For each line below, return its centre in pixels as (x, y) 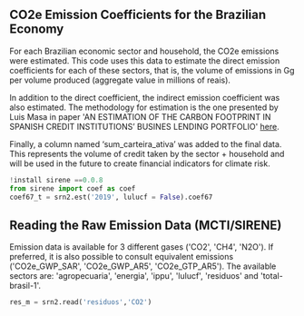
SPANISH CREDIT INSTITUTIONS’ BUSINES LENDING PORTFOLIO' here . (144, 126)
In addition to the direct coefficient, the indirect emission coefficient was (145, 97)
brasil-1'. (25, 286)
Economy (37, 30)
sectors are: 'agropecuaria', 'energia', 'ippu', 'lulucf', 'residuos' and (134, 276)
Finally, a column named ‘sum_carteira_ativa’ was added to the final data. (146, 143)
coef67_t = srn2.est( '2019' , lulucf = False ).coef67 (111, 197)
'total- (271, 276)
